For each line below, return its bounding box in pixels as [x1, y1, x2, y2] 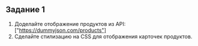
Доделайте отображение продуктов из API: [14, 20, 126, 27]
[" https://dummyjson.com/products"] [14, 27, 106, 34]
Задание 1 [5, 5, 46, 15]
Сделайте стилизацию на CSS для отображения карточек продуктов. [14, 32, 193, 40]
